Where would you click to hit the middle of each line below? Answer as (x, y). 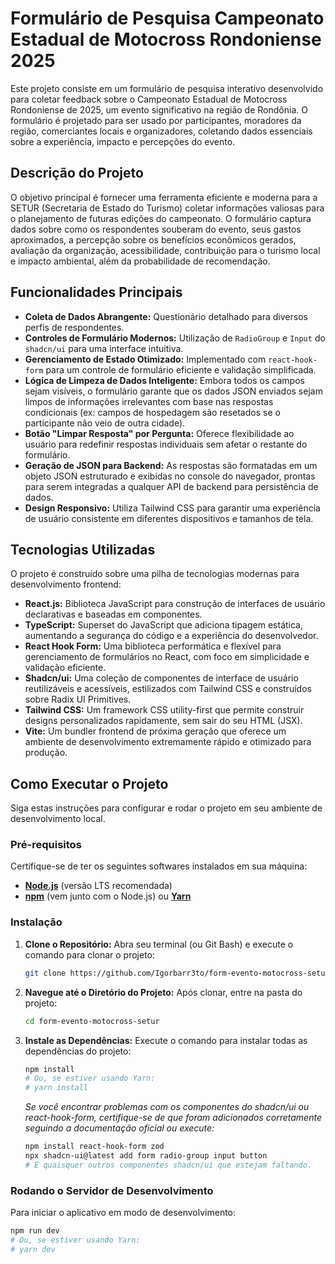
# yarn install (56, 1088)
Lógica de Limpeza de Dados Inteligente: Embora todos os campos (164, 380)
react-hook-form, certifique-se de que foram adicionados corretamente (173, 1118)
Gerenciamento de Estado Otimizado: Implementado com (145, 359)
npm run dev (35, 1231)
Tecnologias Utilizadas (83, 549)
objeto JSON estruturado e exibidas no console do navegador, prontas (170, 476)
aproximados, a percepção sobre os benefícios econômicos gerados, (153, 239)
